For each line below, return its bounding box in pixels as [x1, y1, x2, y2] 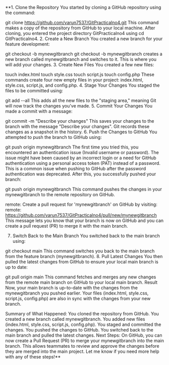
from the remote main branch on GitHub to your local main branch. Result [5, 279, 158, 285]
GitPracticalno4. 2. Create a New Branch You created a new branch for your [5, 35, 163, 42]
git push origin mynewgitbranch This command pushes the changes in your [5, 186, 162, 192]
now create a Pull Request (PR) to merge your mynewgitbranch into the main [5, 338, 164, 344]
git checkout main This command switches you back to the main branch [5, 248, 155, 254]
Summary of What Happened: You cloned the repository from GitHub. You [5, 311, 159, 316]
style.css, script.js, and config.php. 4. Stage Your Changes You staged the [5, 82, 160, 88]
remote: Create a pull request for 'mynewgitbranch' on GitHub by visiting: [5, 201, 157, 207]
